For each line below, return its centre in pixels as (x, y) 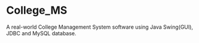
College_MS (37, 10)
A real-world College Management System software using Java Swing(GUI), (99, 27)
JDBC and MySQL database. (41, 33)
